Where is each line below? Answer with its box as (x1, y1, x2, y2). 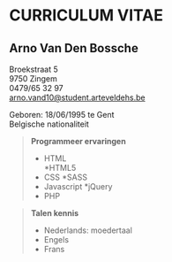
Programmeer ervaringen (30, 136, 126, 146)
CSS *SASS (43, 172, 88, 182)
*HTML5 (43, 163, 77, 173)
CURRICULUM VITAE (9, 5, 163, 26)
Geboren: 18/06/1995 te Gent (9, 110, 115, 119)
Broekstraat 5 (9, 64, 59, 74)
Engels (43, 235, 69, 244)
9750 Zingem (9, 73, 57, 84)
